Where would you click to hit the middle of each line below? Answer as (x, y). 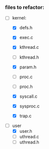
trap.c (25, 116)
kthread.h (29, 57)
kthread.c (29, 47)
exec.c (26, 38)
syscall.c (28, 96)
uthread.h (29, 142)
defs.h (26, 28)
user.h (26, 131)
